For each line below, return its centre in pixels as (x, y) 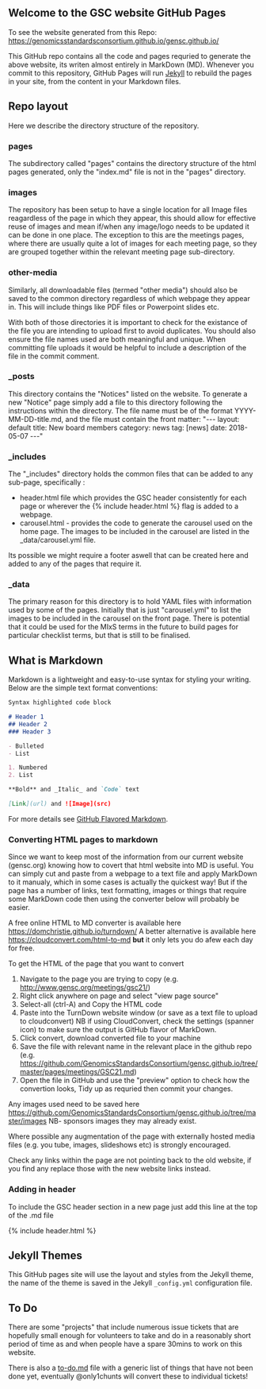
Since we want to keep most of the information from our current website (126, 857)
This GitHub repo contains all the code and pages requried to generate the (129, 56)
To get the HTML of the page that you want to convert (96, 964)
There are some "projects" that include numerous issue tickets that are (123, 1327)
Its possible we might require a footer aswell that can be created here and (129, 555)
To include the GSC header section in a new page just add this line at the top (133, 1206)
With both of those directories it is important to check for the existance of (128, 322)
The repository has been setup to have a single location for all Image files (128, 210)
